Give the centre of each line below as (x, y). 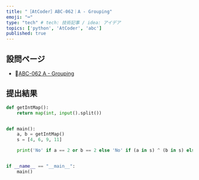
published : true (26, 34)
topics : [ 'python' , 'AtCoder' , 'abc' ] (54, 28)
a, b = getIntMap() (41, 134)
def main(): (21, 129)
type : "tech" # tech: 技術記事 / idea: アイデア (64, 22)
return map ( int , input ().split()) (59, 113)
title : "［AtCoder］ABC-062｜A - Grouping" (59, 12)
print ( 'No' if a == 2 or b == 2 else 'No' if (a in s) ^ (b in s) (100, 150)
